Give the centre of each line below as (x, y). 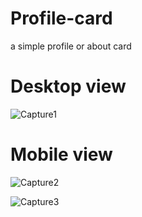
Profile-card (61, 18)
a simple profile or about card (71, 46)
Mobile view (61, 154)
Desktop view (68, 86)
